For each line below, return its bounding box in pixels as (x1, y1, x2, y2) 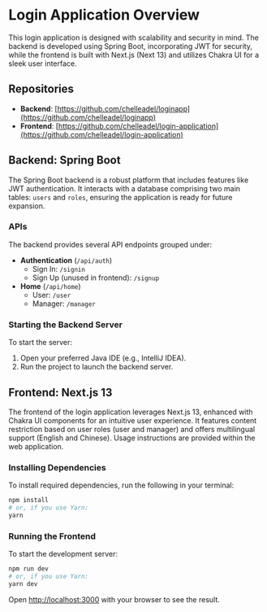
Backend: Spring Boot (8, 153, 121, 168)
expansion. (8, 201, 45, 211)
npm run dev (8, 565, 49, 573)
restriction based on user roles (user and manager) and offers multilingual (8, 424, 256, 434)
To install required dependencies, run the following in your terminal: (8, 480, 235, 490)
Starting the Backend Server (8, 319, 123, 330)
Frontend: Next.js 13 (8, 385, 113, 400)
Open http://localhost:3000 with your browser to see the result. (8, 594, 221, 604)
